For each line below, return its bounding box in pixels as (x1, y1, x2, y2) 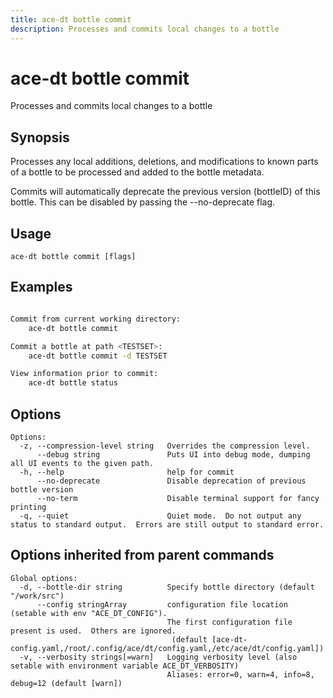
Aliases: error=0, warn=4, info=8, (166, 669, 315, 680)
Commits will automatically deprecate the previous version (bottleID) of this (10, 186, 321, 198)
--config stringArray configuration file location (36, 599, 288, 610)
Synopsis (10, 129, 70, 146)
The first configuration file (166, 617, 293, 627)
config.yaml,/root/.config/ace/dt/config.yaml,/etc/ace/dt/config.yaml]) (10, 643, 325, 653)
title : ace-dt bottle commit (10, 14, 132, 25)
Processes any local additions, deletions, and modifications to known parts (10, 156, 319, 168)
